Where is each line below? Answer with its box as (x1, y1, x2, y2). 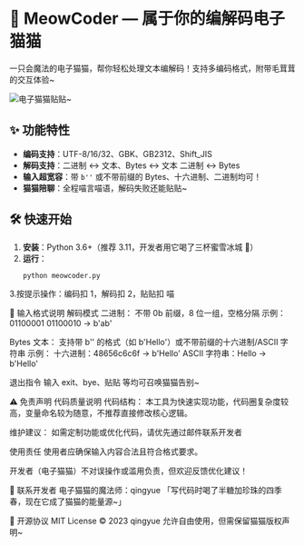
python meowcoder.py (22, 271, 101, 280)
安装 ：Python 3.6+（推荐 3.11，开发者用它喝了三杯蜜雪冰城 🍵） (22, 242, 259, 253)
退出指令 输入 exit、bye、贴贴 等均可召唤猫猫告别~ (9, 377, 200, 388)
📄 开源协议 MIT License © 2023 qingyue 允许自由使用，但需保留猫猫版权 (9, 515, 282, 527)
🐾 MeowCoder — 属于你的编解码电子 (9, 8, 286, 29)
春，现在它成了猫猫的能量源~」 (9, 496, 127, 507)
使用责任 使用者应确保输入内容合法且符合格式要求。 (9, 446, 202, 457)
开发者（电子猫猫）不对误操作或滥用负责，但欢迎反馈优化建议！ (9, 465, 248, 477)
